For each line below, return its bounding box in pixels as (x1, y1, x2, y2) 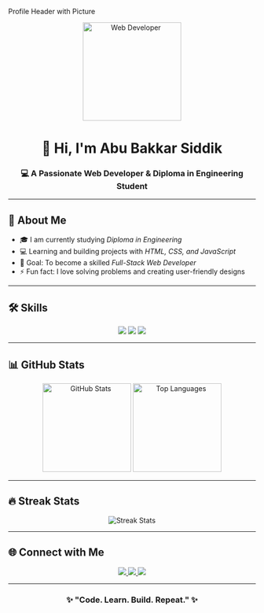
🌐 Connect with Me (8, 546, 104, 559)
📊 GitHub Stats (8, 358, 85, 371)
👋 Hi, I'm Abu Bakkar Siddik (42, 139, 222, 157)
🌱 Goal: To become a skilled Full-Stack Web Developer (19, 258, 196, 268)
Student (116, 181, 148, 192)
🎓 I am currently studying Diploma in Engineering (19, 235, 182, 245)
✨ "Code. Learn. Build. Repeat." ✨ (66, 594, 198, 605)
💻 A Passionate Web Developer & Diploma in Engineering (20, 168, 244, 179)
